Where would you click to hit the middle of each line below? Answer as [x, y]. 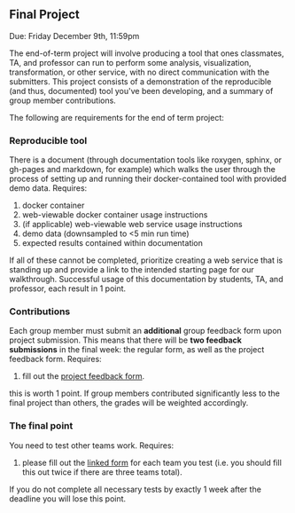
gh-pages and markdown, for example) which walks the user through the [143, 170]
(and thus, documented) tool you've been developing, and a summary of [141, 91]
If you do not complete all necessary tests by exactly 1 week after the [135, 489]
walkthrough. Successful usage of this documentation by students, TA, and [146, 280]
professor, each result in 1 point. [68, 288]
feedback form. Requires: [55, 359]
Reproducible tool [48, 140]
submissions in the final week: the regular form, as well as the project [137, 350]
